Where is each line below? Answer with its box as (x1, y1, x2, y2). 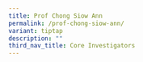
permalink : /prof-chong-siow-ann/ (8, 19, 125, 27)
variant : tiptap (8, 27, 63, 35)
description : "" (8, 34, 63, 43)
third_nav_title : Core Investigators (8, 42, 136, 50)
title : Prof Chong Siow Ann (8, 11, 103, 20)
